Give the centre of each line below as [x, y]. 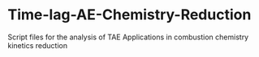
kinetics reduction [38, 45]
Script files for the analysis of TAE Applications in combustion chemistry [128, 37]
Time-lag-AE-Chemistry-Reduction [129, 15]
